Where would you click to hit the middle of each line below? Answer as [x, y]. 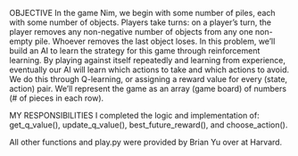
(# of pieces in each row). [57, 98]
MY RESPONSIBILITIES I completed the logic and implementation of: [135, 115]
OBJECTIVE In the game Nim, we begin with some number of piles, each [142, 13]
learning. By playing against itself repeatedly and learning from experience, [147, 60]
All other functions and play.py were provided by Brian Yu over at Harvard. [146, 142]
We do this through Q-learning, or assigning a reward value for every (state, [149, 79]
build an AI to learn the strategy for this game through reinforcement [135, 51]
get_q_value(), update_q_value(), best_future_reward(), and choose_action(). [149, 125]
